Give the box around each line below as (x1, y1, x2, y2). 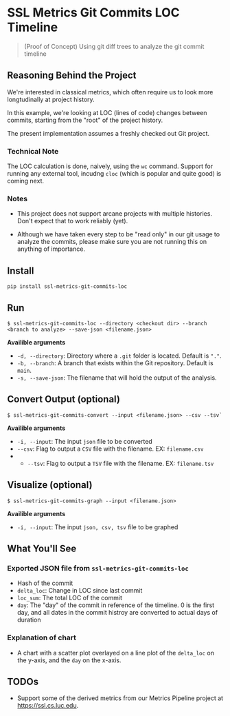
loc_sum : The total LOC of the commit (16, 594, 122, 602)
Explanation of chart (7, 633, 77, 642)
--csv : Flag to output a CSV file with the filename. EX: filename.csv (16, 444, 204, 453)
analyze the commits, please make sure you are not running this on (16, 238, 207, 246)
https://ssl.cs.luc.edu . (16, 702, 79, 710)
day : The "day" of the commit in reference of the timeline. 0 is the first (16, 601, 215, 609)
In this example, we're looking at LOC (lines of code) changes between (7, 108, 207, 116)
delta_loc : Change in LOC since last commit (16, 586, 143, 595)
